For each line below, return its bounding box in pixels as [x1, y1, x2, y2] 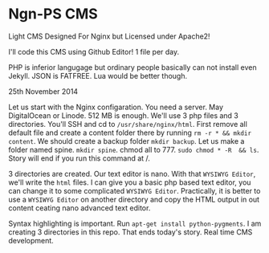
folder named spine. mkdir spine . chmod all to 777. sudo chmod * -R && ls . [8, 145, 259, 154]
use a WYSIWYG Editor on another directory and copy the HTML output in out [8, 194, 259, 204]
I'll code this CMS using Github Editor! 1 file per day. [8, 47, 180, 56]
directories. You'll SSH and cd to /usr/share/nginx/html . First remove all [8, 119, 247, 129]
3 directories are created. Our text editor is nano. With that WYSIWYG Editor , [8, 169, 256, 178]
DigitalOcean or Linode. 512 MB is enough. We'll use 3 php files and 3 [8, 110, 239, 120]
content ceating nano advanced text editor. [8, 202, 151, 213]
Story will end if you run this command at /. [8, 153, 151, 163]
